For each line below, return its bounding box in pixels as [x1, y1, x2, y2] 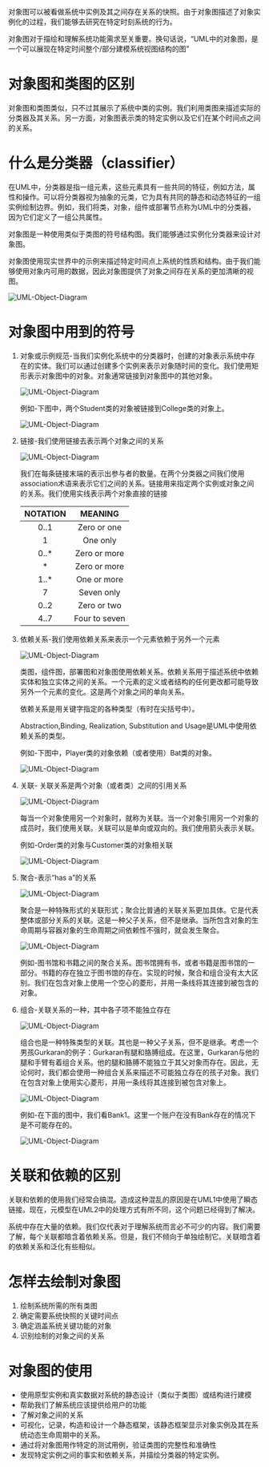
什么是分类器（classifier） [8, 155, 184, 172]
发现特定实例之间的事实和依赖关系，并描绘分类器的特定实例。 [19, 1449, 224, 1460]
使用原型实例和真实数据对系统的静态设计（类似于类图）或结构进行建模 [19, 1389, 252, 1400]
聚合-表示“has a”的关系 [19, 873, 97, 882]
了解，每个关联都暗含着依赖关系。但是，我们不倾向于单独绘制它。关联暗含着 [8, 1231, 261, 1241]
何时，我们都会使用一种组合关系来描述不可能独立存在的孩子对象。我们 [26, 1067, 259, 1077]
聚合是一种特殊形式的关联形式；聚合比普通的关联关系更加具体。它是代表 [19, 905, 259, 915]
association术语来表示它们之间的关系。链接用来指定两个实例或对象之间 [19, 478, 255, 488]
